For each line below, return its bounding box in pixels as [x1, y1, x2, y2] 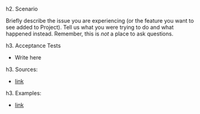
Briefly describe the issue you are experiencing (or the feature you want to [6, 17, 194, 24]
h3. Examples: [6, 89, 42, 97]
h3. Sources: [6, 66, 38, 73]
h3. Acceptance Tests [6, 42, 61, 49]
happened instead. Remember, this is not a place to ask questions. [6, 30, 174, 37]
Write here [14, 54, 42, 61]
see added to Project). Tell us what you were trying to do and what [6, 24, 174, 31]
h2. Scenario [6, 6, 38, 12]
